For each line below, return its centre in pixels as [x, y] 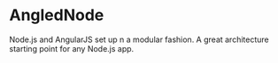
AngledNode [57, 15]
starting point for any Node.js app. [72, 48]
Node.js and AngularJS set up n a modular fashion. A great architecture [139, 39]
